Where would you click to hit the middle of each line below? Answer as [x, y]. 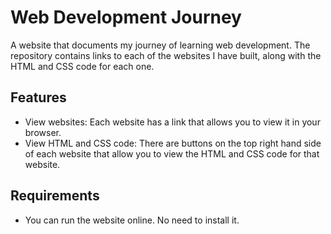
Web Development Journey [126, 17]
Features [38, 97]
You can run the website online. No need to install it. [132, 220]
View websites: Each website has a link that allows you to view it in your [172, 122]
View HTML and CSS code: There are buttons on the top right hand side [173, 143]
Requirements [55, 196]
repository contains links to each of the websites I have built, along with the [166, 55]
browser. [43, 132]
